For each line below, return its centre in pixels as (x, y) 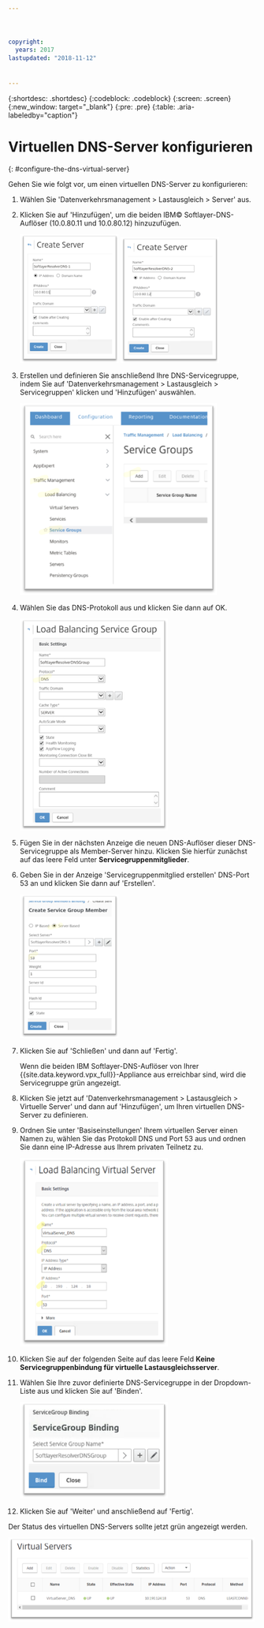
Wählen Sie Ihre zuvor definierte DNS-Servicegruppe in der (116, 1383)
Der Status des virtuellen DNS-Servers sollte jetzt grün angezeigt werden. (128, 1527)
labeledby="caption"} (43, 115)
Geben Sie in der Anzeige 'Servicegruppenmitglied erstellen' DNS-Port (134, 875)
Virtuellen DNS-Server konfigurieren (131, 147)
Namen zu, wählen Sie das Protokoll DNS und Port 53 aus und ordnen (133, 1139)
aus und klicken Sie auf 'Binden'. (90, 1391)
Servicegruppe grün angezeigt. (70, 1083)
